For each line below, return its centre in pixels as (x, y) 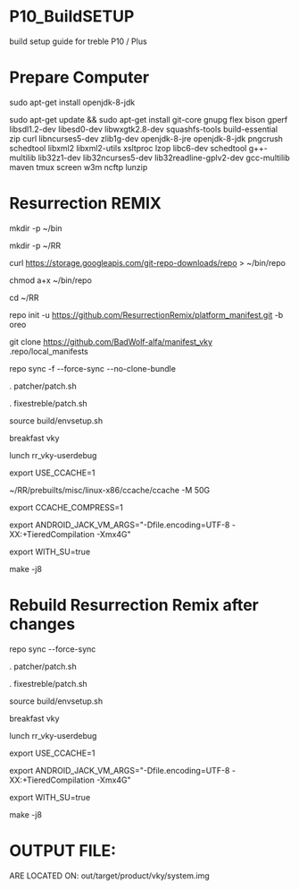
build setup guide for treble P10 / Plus (78, 41)
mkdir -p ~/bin (36, 228)
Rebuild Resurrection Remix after (134, 605)
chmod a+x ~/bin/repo (50, 280)
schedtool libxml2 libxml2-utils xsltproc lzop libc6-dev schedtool (128, 148)
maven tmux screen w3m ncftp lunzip (79, 167)
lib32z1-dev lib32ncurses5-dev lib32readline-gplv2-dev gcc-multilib (164, 158)
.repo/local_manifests (49, 351)
